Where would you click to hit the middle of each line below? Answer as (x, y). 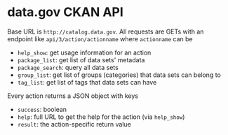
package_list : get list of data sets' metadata (81, 59)
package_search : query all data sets (68, 67)
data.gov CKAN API (66, 12)
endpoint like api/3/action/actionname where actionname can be (100, 38)
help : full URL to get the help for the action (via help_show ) (101, 117)
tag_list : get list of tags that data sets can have (87, 82)
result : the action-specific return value (74, 124)
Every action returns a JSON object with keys (73, 96)
